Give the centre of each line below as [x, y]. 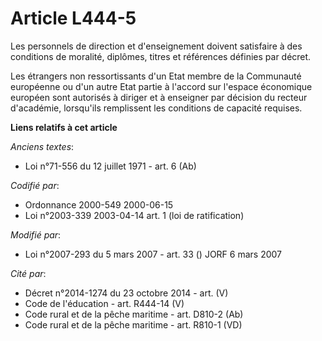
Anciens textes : [42, 146]
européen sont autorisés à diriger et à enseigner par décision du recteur [159, 97]
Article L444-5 [73, 18]
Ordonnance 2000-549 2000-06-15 [99, 204]
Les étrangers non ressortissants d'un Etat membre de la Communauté [156, 76]
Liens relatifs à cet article [64, 127]
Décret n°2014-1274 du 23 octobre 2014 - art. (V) [126, 293]
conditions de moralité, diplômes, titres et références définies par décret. [161, 56]
